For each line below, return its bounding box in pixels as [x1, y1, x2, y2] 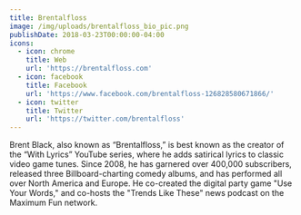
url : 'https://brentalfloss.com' [25, 64, 153, 73]
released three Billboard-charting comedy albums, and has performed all [9, 169, 283, 180]
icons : [9, 38, 35, 48]
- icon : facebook [17, 73, 84, 82]
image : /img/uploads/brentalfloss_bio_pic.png [9, 22, 189, 31]
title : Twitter [25, 106, 84, 115]
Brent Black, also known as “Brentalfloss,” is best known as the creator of [9, 140, 285, 151]
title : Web [25, 55, 67, 64]
